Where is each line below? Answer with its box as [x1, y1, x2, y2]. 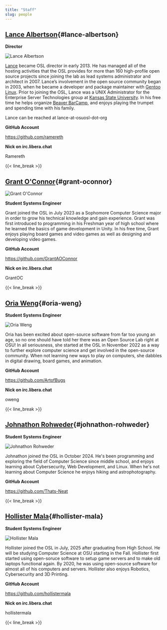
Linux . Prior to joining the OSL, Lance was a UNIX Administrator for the [5, 89, 150, 95]
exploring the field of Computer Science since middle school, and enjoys [5, 458, 154, 464]
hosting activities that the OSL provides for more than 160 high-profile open [5, 68, 160, 74]
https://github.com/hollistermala [5, 590, 71, 596]
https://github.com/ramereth [5, 134, 64, 140]
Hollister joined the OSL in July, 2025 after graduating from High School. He [5, 544, 161, 550]
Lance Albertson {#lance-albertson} [5, 30, 119, 39]
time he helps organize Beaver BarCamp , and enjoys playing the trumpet [5, 100, 154, 106]
